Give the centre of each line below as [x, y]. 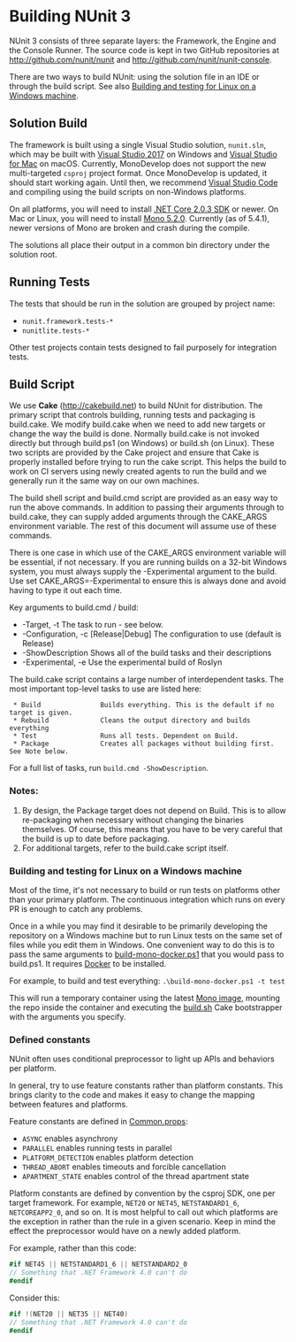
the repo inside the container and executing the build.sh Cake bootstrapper [146, 1007]
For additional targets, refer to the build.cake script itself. [125, 848]
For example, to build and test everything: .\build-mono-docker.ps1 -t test [147, 981]
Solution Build [49, 123]
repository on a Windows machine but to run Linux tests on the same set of [146, 935]
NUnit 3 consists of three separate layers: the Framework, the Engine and [143, 41]
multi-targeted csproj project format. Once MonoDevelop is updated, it [138, 173]
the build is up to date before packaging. [96, 838]
